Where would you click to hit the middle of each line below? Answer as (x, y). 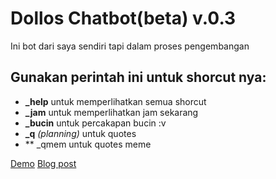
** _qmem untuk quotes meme (88, 144)
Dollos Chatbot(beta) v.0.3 (123, 18)
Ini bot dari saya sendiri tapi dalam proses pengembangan (130, 46)
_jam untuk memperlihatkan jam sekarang (111, 112)
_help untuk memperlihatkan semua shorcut (115, 101)
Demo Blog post (43, 163)
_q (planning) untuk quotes (80, 133)
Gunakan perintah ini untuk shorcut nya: (138, 77)
